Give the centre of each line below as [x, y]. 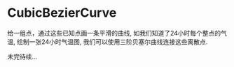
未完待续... [22, 57]
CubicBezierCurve [62, 13]
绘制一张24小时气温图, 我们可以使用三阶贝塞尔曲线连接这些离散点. [112, 42]
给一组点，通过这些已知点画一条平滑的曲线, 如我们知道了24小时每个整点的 [114, 33]
